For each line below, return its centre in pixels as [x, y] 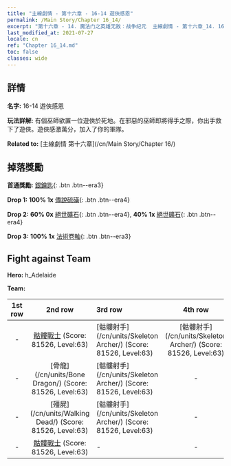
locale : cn [23, 39]
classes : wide [27, 59]
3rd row [109, 310]
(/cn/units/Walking [60, 414]
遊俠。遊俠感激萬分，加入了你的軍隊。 [73, 129]
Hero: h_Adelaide [32, 275]
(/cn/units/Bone [60, 374]
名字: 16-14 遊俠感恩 [36, 106]
